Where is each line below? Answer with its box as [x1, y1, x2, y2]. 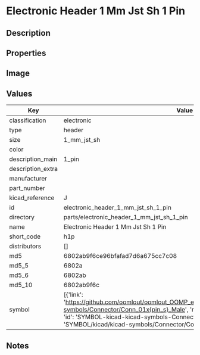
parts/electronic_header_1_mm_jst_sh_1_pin [63, 213, 189, 222]
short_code [9, 232, 41, 241]
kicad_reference [9, 194, 55, 202]
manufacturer [9, 175, 48, 183]
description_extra [9, 165, 58, 173]
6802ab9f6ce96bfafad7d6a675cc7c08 [63, 252, 177, 260]
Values [6, 88, 33, 99]
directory [9, 213, 35, 222]
